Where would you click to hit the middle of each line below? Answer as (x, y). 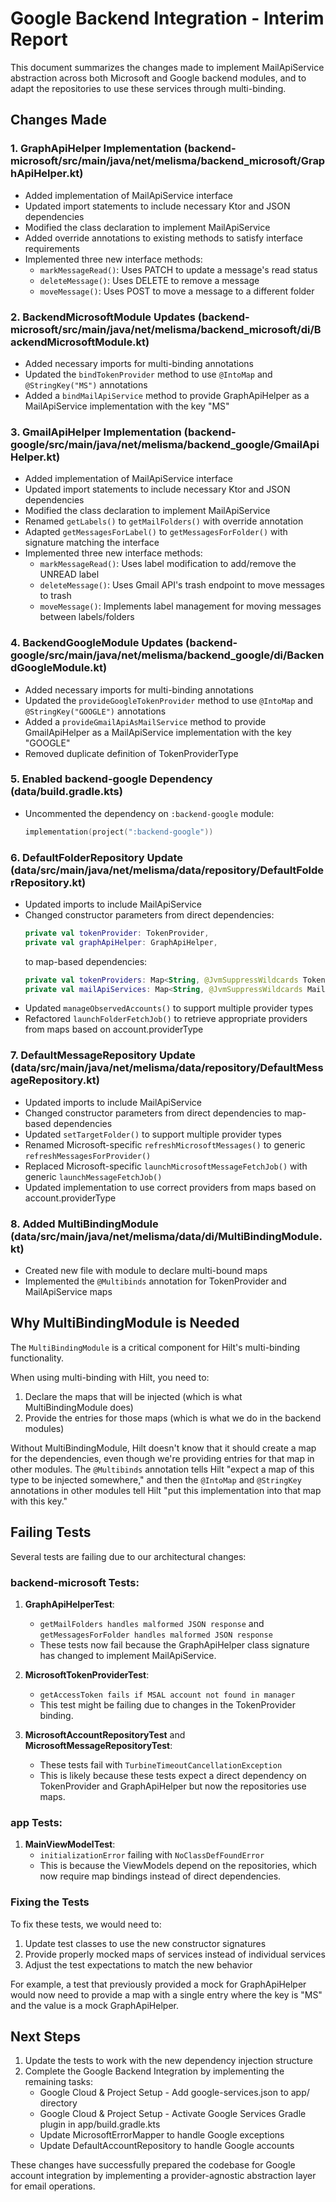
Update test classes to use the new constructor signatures (145, 1943)
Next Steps (45, 2036)
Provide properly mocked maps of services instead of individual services (175, 1954)
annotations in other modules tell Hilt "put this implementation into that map (166, 1490)
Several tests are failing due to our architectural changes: (128, 1556)
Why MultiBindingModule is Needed (125, 1323)
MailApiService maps (68, 1292)
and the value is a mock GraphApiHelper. (94, 2005)
